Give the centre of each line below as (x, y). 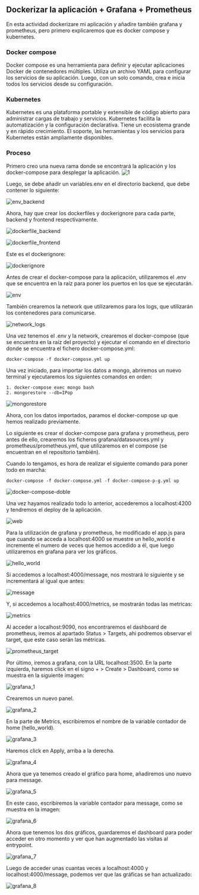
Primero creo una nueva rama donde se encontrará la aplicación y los (91, 166)
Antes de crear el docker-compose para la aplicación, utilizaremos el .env (96, 277)
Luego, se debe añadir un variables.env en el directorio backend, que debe (98, 184)
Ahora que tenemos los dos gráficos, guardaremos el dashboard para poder (99, 832)
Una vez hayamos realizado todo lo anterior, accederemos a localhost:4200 (99, 503)
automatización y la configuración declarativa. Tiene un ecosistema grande (98, 125)
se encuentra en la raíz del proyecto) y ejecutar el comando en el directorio (98, 342)
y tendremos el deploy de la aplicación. (54, 509)
